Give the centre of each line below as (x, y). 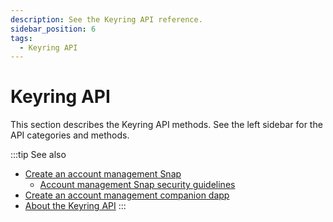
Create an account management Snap (103, 174)
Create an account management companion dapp (127, 195)
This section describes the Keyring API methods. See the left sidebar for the (166, 125)
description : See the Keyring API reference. (106, 19)
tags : (21, 38)
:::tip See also (38, 155)
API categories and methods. (70, 135)
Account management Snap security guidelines (137, 185)
